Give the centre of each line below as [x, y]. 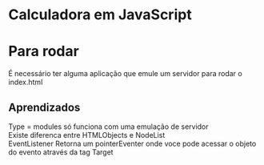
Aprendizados [44, 107]
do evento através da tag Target [61, 152]
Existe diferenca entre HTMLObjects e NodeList [87, 135]
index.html [26, 82]
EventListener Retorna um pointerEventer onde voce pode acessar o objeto [132, 143]
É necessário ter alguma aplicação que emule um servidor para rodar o [125, 74]
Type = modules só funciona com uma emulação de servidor [109, 127]
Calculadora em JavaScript [100, 15]
